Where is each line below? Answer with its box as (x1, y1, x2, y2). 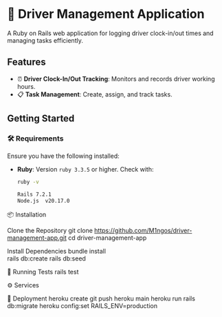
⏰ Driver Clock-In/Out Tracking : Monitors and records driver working (16, 74, 215, 83)
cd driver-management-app (67, 234, 147, 242)
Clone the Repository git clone (7, 227, 93, 235)
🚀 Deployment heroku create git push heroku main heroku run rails (7, 294, 196, 303)
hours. (16, 82, 36, 90)
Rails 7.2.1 (16, 191, 52, 198)
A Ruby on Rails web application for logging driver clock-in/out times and (7, 29, 214, 37)
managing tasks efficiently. (7, 36, 84, 44)
